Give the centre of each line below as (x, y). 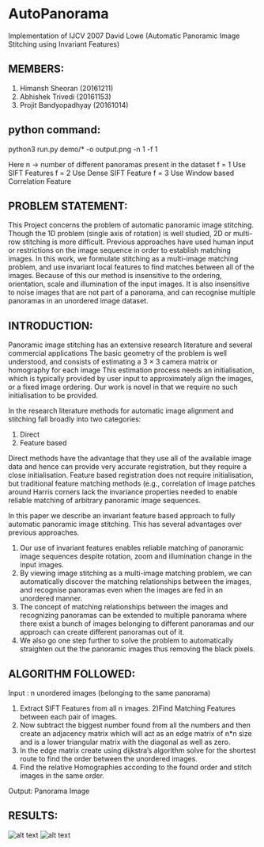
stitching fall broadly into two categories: (75, 419)
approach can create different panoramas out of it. (102, 632)
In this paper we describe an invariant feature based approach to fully (122, 516)
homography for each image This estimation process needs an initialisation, (131, 370)
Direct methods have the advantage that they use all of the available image (130, 458)
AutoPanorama (58, 14)
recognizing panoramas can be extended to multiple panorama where (133, 616)
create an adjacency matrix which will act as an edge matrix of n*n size (136, 733)
